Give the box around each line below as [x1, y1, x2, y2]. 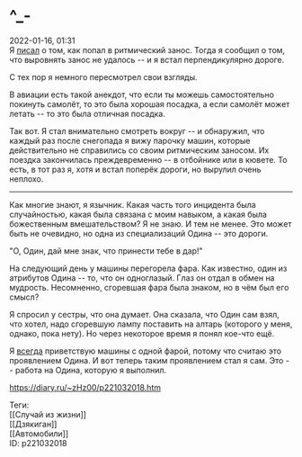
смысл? [9, 291, 40, 302]
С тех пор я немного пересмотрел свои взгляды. [9, 71, 198, 82]
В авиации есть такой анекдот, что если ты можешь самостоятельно [9, 89, 274, 100]
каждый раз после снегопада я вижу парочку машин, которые [9, 135, 251, 146]
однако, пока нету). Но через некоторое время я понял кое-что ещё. [9, 327, 275, 338]
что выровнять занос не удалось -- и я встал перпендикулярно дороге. [9, 54, 285, 65]
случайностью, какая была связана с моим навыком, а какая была [9, 209, 268, 220]
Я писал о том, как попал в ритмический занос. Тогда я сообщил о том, [9, 44, 286, 55]
